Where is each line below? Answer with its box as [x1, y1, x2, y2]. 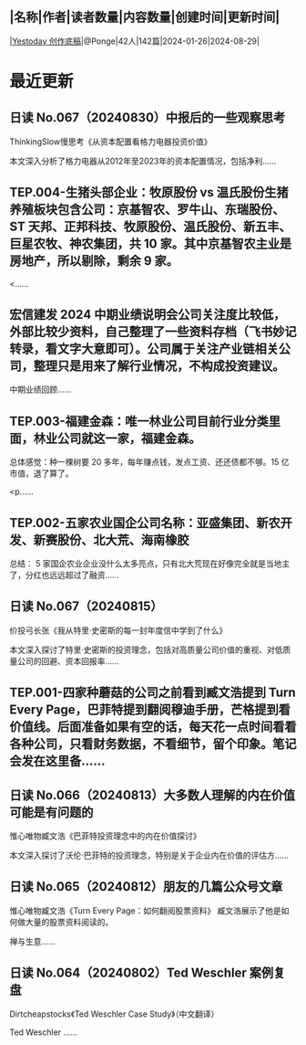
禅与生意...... [9, 935, 56, 946]
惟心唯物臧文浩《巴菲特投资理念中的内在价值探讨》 [9, 830, 201, 841]
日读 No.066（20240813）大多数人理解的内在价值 [9, 787, 296, 803]
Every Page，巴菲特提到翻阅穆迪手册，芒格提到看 [9, 702, 291, 718]
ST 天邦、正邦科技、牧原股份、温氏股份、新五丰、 [9, 219, 291, 235]
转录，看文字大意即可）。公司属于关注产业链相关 [9, 342, 280, 357]
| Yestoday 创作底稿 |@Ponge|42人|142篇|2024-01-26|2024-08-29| [9, 36, 260, 47]
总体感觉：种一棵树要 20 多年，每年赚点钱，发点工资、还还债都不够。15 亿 [9, 457, 290, 468]
